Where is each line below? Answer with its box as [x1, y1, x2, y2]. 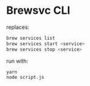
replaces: [6, 23, 30, 31]
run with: [6, 57, 28, 64]
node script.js [6, 75, 45, 81]
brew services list [6, 35, 56, 41]
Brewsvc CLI [6, 4, 71, 17]
